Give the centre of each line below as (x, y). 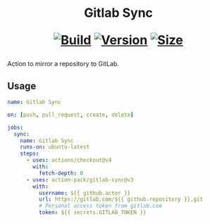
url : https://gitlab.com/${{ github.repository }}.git (121, 199)
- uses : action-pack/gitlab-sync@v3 (80, 180)
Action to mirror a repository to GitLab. (63, 64)
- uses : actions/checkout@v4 (69, 160)
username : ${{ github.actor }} (85, 193)
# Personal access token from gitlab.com (100, 206)
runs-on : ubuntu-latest (55, 147)
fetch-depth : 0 (61, 173)
